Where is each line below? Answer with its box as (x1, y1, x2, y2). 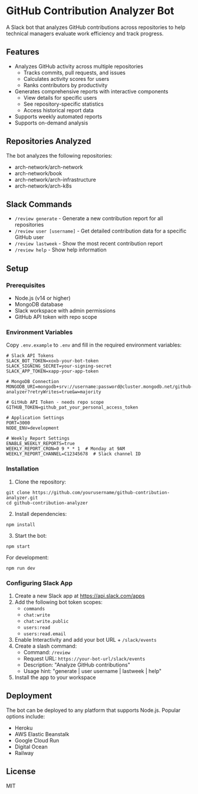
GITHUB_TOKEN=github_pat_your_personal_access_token (6, 404, 138, 411)
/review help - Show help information (14, 246, 107, 253)
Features (6, 47, 39, 57)
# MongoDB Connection (6, 379, 60, 385)
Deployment (6, 691, 52, 701)
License (6, 766, 36, 777)
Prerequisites (6, 281, 45, 289)
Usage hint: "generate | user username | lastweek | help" (23, 667, 162, 674)
